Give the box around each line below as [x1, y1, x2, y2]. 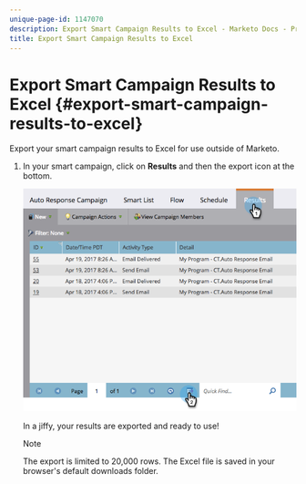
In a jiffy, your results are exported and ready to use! [22, 420, 220, 431]
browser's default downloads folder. [22, 465, 159, 476]
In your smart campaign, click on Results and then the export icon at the [22, 160, 295, 172]
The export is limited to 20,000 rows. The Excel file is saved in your [22, 456, 275, 467]
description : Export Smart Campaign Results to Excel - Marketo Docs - [9, 24, 287, 34]
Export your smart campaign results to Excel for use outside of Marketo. [9, 143, 280, 154]
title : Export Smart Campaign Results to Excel [9, 34, 194, 43]
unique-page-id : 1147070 [9, 15, 104, 24]
